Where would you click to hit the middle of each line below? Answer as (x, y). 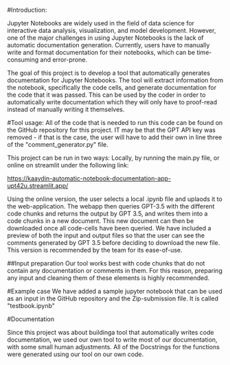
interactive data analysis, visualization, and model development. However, (112, 31)
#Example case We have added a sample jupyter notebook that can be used (115, 291)
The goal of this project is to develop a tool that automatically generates (109, 73)
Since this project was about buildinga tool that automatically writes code (111, 332)
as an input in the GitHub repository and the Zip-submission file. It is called (113, 298)
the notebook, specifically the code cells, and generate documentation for (112, 87)
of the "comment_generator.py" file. (58, 144)
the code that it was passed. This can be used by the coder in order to (106, 95)
